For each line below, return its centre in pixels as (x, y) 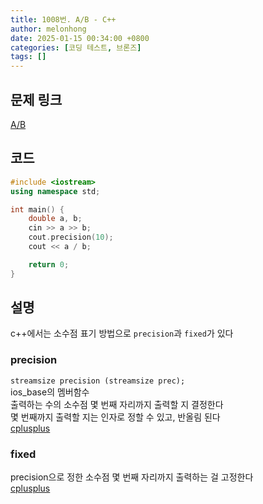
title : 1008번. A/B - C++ (63, 19)
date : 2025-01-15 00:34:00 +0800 (80, 38)
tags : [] (28, 57)
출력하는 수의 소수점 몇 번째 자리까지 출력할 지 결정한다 (117, 404)
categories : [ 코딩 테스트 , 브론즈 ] (76, 47)
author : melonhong (48, 29)
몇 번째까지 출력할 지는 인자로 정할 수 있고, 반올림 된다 (115, 417)
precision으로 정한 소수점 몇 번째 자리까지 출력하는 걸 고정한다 (132, 477)
